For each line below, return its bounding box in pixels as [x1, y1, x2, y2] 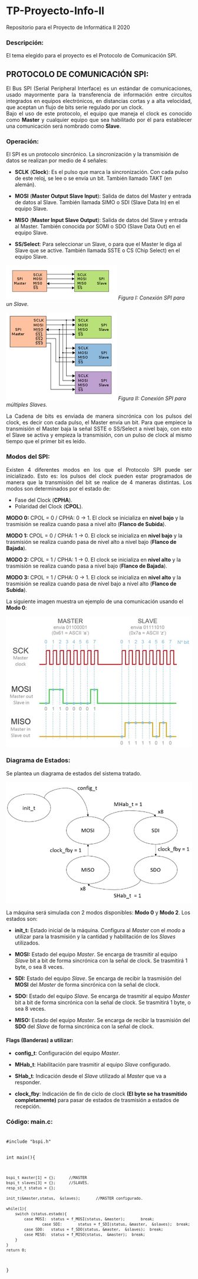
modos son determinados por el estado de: [6, 485, 111, 492]
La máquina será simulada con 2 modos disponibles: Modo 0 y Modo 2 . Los [6, 909, 190, 916]
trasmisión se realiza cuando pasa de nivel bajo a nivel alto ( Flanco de [6, 580, 177, 587]
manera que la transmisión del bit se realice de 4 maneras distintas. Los [6, 478, 192, 486]
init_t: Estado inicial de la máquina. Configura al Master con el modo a [14, 927, 186, 934]
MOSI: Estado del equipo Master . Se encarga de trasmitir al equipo [14, 951, 178, 958]
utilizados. [14, 939, 40, 946]
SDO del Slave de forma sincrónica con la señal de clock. [14, 1023, 154, 1030]
